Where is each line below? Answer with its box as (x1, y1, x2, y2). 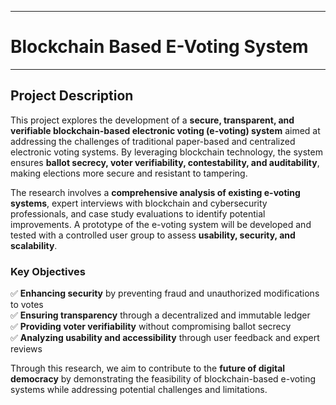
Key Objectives (10, 264, 86, 278)
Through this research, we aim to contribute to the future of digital (10, 362, 286, 375)
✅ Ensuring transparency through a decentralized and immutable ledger (10, 309, 311, 321)
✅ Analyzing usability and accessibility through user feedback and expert (10, 332, 320, 344)
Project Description (10, 87, 134, 105)
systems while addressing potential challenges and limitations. (10, 384, 268, 396)
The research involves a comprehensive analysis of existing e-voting (10, 186, 301, 198)
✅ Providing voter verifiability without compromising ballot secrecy (10, 321, 292, 333)
